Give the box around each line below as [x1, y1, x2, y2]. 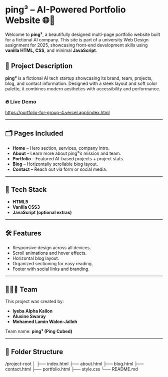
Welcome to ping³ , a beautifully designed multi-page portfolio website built [5, 31, 160, 37]
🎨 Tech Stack [5, 185, 47, 194]
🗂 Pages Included [5, 129, 63, 138]
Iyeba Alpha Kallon [12, 308, 53, 314]
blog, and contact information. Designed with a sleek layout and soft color [5, 80, 157, 86]
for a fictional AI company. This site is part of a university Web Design [5, 36, 149, 42]
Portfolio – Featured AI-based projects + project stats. [12, 155, 124, 161]
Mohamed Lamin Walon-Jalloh [12, 319, 77, 325]
